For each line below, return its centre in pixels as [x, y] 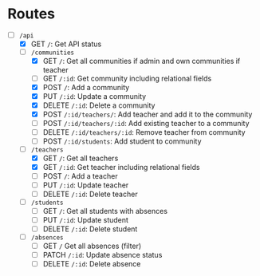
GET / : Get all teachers [81, 158]
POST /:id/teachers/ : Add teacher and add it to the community [148, 114]
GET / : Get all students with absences [105, 211]
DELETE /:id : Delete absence [92, 264]
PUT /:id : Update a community [95, 96]
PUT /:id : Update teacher [86, 185]
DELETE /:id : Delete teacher [90, 194]
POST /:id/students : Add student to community [122, 141]
